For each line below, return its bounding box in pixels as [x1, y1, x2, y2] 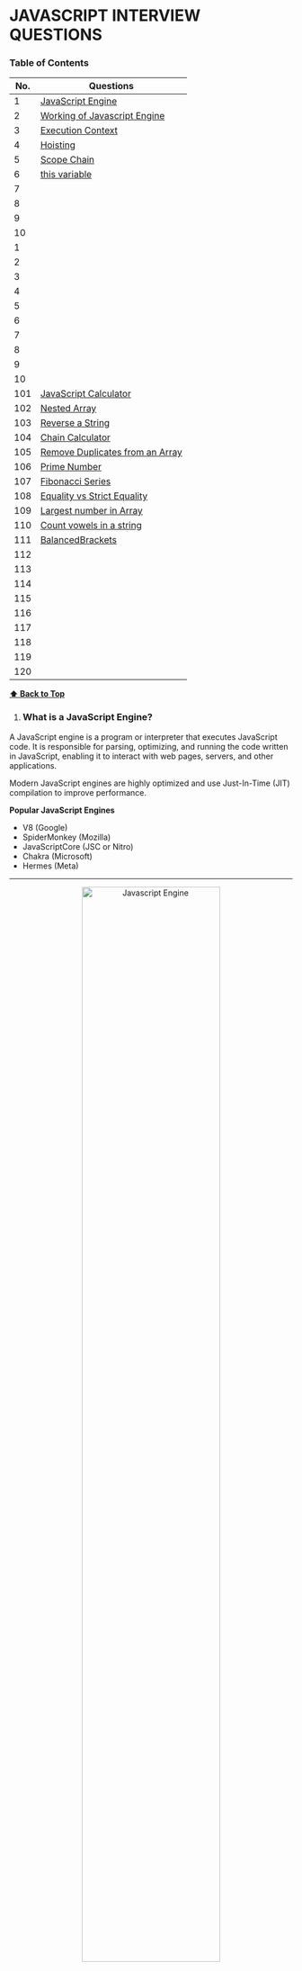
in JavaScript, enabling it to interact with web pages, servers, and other [9, 751, 274, 761]
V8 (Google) [22, 822, 68, 832]
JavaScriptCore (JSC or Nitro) [22, 841, 134, 851]
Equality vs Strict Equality [40, 490, 148, 502]
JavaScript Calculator [40, 388, 132, 400]
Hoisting [40, 139, 76, 151]
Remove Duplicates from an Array [40, 446, 182, 459]
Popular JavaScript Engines [9, 805, 115, 815]
